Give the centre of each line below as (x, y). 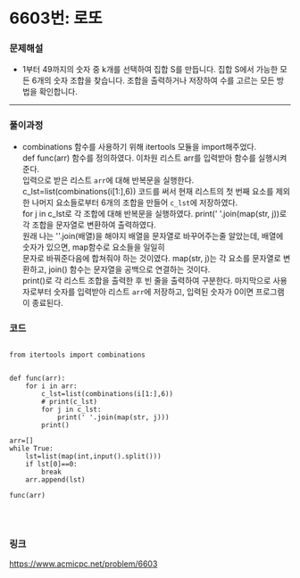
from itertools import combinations (77, 355)
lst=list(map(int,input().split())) (94, 457)
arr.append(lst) (56, 480)
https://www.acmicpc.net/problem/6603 (83, 564)
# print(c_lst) (70, 402)
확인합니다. (58, 92)
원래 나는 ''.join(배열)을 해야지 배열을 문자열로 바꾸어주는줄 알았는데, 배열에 (153, 235)
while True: (31, 449)
